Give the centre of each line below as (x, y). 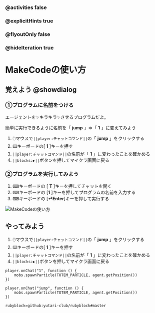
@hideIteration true (29, 47)
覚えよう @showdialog (41, 90)
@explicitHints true (29, 20)
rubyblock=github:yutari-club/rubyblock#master (56, 306)
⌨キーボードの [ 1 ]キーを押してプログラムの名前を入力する (74, 192)
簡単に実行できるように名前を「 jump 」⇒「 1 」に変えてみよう (71, 128)
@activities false (26, 7)
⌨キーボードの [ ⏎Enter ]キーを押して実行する (61, 198)
